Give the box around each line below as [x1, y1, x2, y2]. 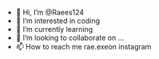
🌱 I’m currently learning [15, 25, 93, 33]
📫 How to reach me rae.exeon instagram [15, 42, 152, 51]
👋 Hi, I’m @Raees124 [15, 8, 85, 17]
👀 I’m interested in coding [15, 16, 101, 26]
